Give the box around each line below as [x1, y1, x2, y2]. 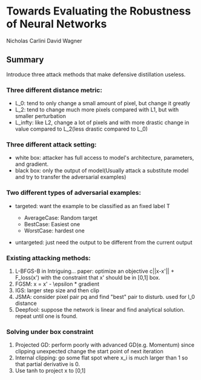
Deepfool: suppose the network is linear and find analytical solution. [15, 306, 185, 313]
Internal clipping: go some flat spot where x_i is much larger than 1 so [15, 354, 188, 361]
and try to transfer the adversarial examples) [15, 174, 127, 181]
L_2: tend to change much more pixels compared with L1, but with [15, 106, 179, 113]
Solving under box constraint [6, 327, 94, 336]
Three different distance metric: [6, 86, 103, 94]
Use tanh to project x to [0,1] [15, 367, 86, 375]
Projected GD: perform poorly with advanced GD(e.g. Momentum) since [15, 341, 195, 349]
